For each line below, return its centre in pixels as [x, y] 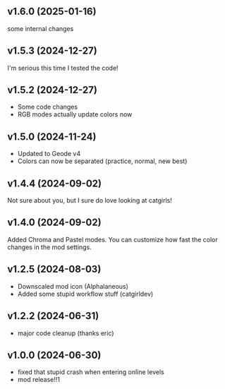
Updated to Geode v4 [49, 154]
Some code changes [48, 107]
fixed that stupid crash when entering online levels [91, 372]
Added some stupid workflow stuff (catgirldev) [85, 294]
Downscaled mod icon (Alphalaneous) [73, 286]
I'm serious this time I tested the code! [63, 68]
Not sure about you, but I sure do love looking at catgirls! [90, 201]
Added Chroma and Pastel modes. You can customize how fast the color [112, 239]
